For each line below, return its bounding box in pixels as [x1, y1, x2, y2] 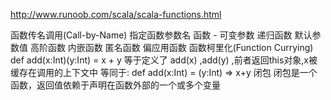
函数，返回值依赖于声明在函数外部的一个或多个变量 [10, 79, 221, 91]
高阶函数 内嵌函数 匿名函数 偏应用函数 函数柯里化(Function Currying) [29, 42, 314, 53]
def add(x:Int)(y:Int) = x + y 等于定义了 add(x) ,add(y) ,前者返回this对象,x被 [10, 54, 318, 66]
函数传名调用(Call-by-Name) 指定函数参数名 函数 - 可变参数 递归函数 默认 [10, 29, 313, 41]
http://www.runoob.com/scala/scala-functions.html [10, 9, 222, 20]
